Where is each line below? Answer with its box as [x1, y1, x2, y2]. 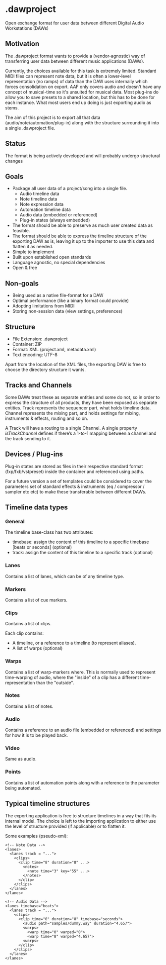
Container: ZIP [12, 341, 42, 347]
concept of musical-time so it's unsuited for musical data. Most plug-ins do [5, 89, 159, 95]
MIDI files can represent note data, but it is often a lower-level [5, 73, 131, 79]
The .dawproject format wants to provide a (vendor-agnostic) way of [5, 53, 145, 59]
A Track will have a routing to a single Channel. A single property [5, 425, 137, 431]
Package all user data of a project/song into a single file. [12, 186, 127, 192]
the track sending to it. [5, 435, 51, 441]
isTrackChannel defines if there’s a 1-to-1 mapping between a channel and [5, 430, 157, 436]
